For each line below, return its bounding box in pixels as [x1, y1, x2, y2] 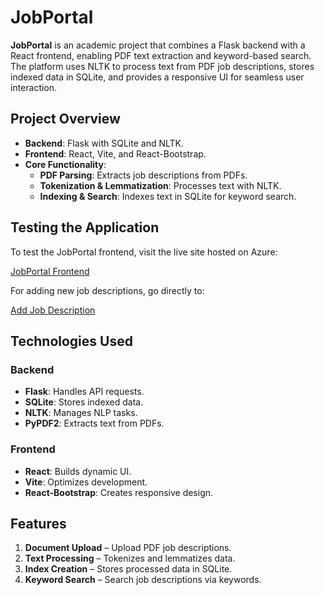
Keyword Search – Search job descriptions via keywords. [24, 574, 262, 586]
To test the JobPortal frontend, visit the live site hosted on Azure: [10, 246, 278, 258]
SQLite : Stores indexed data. [24, 396, 144, 408]
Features [10, 515, 67, 532]
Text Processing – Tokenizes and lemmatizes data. [24, 552, 236, 565]
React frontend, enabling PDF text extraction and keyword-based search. [10, 49, 312, 61]
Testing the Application [10, 219, 160, 236]
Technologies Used [10, 332, 133, 350]
